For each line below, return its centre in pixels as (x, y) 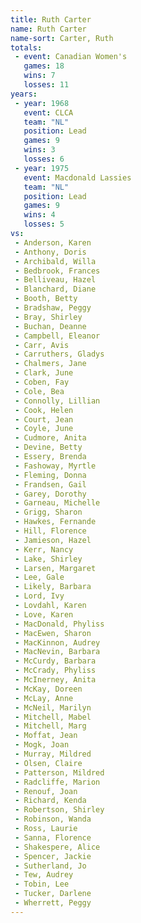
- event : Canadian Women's (71, 57)
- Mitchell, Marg (50, 726)
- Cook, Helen (44, 410)
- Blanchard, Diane (55, 289)
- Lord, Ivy (39, 596)
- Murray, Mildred (53, 754)
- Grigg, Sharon (48, 512)
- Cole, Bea (39, 391)
